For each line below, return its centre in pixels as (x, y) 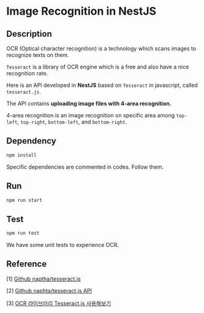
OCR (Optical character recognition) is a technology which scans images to (101, 48)
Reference (27, 264)
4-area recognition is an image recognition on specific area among (91, 115)
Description (29, 34)
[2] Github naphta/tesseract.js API (49, 290)
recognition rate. (27, 73)
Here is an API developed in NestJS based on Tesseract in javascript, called (102, 85)
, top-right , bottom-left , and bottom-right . (72, 122)
